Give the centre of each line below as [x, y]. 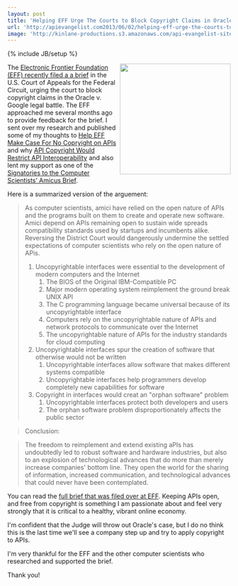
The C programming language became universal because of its [138, 305]
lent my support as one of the [50, 165]
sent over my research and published [62, 128]
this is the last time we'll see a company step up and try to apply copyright [116, 533]
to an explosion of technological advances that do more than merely [124, 460]
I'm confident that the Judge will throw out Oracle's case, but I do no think [115, 525]
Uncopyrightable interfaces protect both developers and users [137, 402]
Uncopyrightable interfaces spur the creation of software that [125, 350]
